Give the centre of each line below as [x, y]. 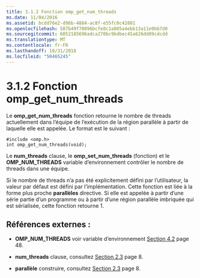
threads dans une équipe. [38, 168]
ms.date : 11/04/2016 [32, 17]
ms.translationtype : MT [36, 40]
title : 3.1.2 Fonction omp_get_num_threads [62, 12]
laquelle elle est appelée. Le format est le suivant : [68, 128]
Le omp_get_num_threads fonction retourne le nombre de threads [89, 115]
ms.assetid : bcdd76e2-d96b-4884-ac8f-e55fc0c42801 [71, 23]
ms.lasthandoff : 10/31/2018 [41, 51]
